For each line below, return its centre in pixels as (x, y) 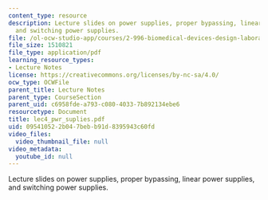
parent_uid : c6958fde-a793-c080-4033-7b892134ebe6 (94, 104)
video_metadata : (35, 149)
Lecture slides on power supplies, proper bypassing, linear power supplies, (132, 179)
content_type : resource (48, 16)
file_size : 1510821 (41, 45)
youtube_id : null (44, 156)
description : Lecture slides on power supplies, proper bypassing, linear (135, 23)
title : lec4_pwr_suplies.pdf (57, 120)
